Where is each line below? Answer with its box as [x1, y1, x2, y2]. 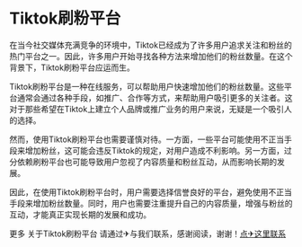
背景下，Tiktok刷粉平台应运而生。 [9, 62, 135, 73]
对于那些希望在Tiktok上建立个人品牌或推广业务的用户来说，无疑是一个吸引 [9, 103, 285, 114]
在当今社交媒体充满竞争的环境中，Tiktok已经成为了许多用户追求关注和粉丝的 [9, 40, 292, 50]
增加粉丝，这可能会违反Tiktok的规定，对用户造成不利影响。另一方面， [24, 145, 285, 155]
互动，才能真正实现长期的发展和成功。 [9, 208, 151, 220]
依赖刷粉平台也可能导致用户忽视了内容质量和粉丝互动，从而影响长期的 [16, 156, 277, 167]
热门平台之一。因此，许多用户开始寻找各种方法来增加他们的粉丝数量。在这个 [9, 50, 293, 61]
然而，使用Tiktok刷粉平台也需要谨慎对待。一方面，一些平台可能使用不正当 [9, 134, 285, 145]
